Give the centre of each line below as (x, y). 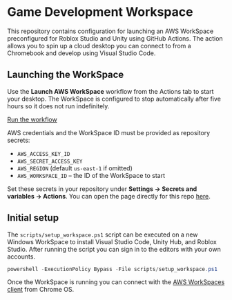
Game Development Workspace (100, 12)
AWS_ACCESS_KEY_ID (43, 154)
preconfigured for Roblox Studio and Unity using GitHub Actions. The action (115, 38)
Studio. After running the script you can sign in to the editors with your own (114, 249)
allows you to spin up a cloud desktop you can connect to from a (99, 46)
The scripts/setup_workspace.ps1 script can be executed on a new (103, 234)
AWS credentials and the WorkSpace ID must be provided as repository (109, 132)
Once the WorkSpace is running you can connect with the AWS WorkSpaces (116, 282)
